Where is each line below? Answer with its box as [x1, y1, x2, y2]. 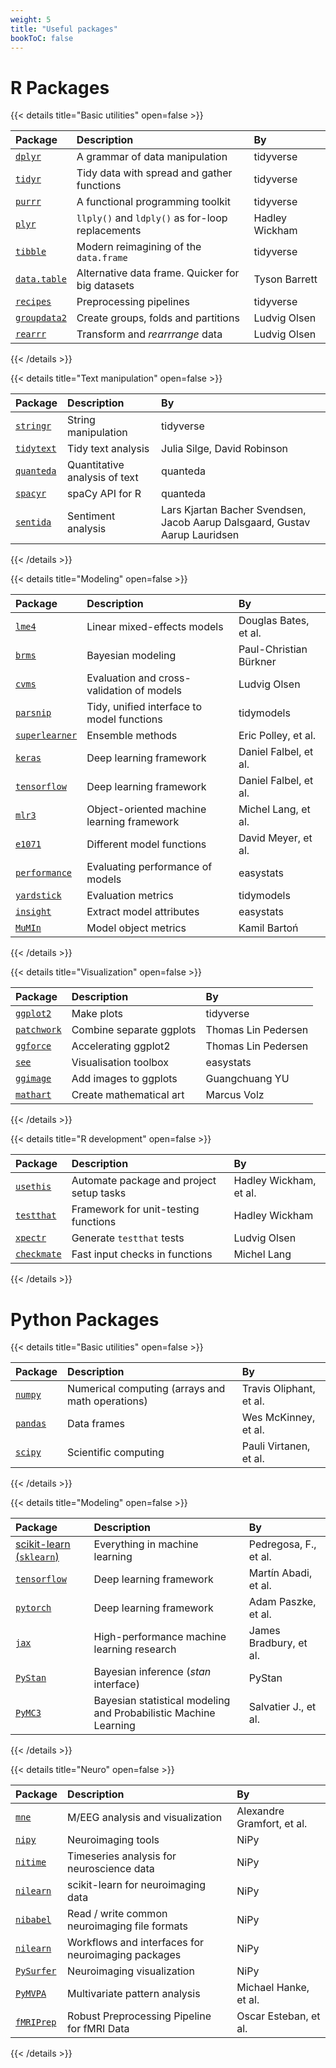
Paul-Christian [238, 642, 308, 656]
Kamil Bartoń [238, 921, 299, 935]
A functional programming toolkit [76, 195, 231, 209]
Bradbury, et [248, 1636, 308, 1650]
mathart [15, 1089, 52, 1101]
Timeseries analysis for [67, 1849, 177, 1863]
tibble [15, 246, 47, 258]
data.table [15, 274, 67, 285]
